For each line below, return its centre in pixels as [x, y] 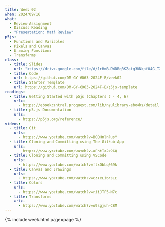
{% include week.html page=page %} [43, 220]
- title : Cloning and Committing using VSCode [58, 155]
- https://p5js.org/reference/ [50, 119]
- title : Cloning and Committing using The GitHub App [67, 142]
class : [12, 60]
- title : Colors [26, 183]
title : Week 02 [21, 10]
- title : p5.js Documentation [40, 110]
